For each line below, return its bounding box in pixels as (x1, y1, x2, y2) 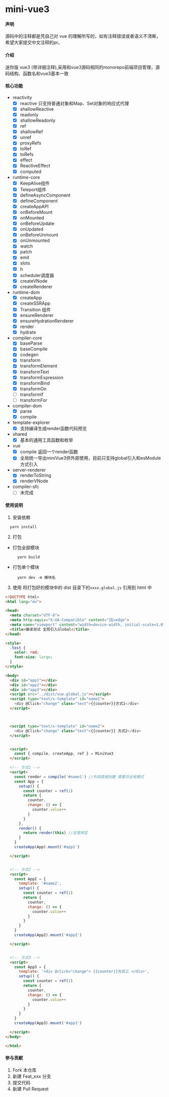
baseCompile (20, 346, 48, 352)
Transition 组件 (20, 306, 51, 312)
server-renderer (12, 467, 46, 473)
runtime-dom (12, 289, 40, 295)
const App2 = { (14, 876, 46, 881)
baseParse (20, 341, 43, 347)
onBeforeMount (20, 209, 53, 215)
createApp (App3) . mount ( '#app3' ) (14, 1021, 82, 1026)
